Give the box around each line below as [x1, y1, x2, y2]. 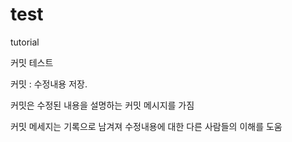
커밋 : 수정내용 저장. [10, 78, 88, 90]
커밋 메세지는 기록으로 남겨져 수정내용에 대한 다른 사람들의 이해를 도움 [10, 120, 283, 132]
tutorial [10, 36, 40, 48]
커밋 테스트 [10, 56, 54, 68]
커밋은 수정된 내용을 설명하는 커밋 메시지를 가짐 [10, 99, 195, 111]
